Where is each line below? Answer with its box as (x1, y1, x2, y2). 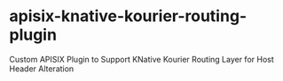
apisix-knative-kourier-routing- (9, 6, 248, 26)
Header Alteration (9, 63, 75, 74)
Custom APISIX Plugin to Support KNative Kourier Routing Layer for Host (9, 54, 274, 64)
